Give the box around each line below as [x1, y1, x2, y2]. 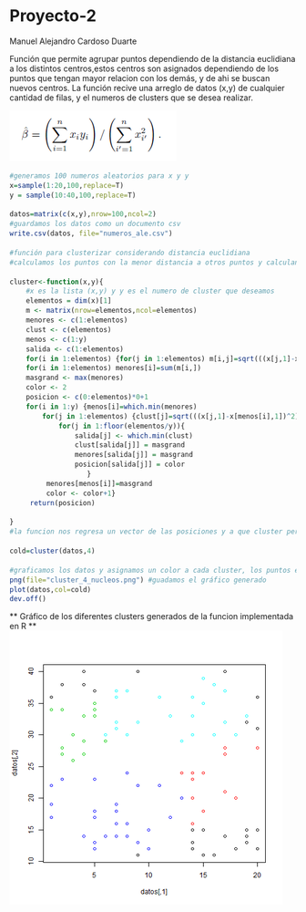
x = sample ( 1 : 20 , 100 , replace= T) [9, 181, 125, 190]
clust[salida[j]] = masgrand [74, 440, 185, 450]
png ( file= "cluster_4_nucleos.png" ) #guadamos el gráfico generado [9, 575, 267, 585]
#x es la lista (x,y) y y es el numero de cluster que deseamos [25, 286, 275, 296]
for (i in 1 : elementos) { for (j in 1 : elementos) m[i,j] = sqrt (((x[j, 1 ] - [25, 354, 296, 363]
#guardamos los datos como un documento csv [9, 220, 181, 229]
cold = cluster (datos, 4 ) [9, 546, 96, 556]
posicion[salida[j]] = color [74, 460, 185, 470]
